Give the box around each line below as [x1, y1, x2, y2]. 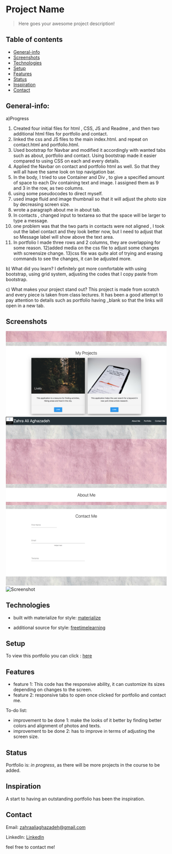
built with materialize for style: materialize [13, 614, 101, 620]
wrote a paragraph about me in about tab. [13, 206, 101, 213]
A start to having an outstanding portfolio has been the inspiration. [6, 796, 145, 802]
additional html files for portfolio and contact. [13, 130, 108, 136]
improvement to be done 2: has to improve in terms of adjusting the [13, 728, 155, 734]
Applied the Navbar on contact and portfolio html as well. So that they [13, 163, 160, 169]
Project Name [6, 4, 65, 15]
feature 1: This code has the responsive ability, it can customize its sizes [13, 681, 165, 687]
